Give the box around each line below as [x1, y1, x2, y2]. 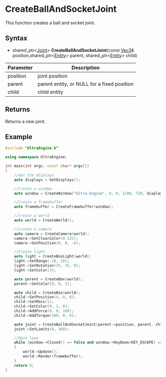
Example [5, 132, 33, 141]
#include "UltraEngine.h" [5, 146, 58, 151]
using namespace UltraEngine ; [5, 154, 68, 160]
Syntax [5, 34, 28, 42]
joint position [37, 73, 68, 79]
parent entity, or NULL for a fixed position [37, 80, 134, 87]
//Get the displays [14, 173, 54, 178]
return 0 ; [14, 363, 35, 368]
